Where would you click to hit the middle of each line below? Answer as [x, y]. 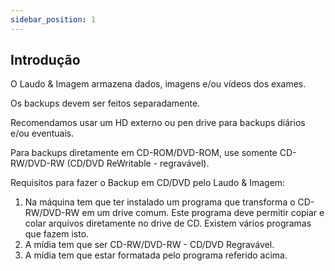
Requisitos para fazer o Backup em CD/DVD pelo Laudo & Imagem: [148, 183]
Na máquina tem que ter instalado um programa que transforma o [160, 202]
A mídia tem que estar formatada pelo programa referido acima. [156, 255]
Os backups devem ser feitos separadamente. [105, 103]
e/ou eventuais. [42, 133]
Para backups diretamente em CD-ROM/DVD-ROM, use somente [144, 153]
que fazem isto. [57, 234]
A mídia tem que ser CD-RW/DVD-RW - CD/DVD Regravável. [149, 245]
